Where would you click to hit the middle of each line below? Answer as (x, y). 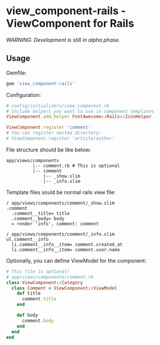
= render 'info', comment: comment (55, 224)
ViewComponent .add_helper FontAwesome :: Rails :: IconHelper (79, 117)
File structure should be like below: (49, 150)
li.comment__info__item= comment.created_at (67, 244)
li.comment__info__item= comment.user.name (66, 250)
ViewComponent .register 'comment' (49, 128)
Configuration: (24, 95)
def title (29, 294)
